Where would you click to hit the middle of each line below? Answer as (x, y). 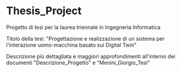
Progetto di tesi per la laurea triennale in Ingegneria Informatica (83, 27)
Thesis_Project (44, 11)
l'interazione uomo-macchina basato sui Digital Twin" (72, 45)
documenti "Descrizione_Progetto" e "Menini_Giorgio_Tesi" (78, 63)
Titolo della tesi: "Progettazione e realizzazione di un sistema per (85, 38)
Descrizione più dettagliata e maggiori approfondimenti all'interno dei (91, 56)
